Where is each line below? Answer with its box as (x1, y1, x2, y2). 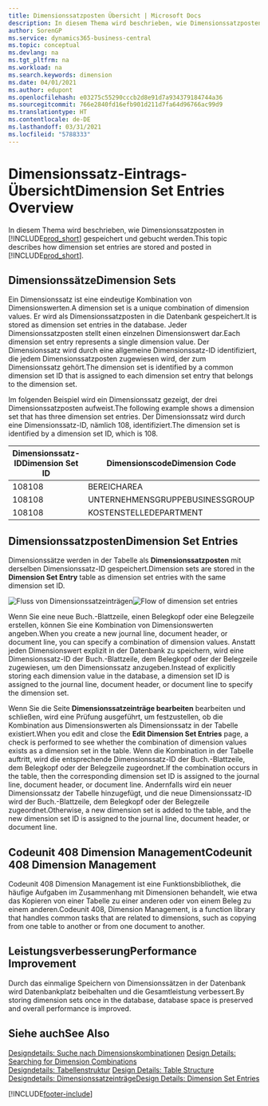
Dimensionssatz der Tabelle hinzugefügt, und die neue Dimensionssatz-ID (8, 788, 253, 798)
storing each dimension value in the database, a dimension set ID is (8, 671, 230, 681)
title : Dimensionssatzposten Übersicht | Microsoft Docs (8, 11, 202, 20)
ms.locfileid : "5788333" (8, 130, 91, 138)
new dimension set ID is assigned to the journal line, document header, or (8, 814, 250, 824)
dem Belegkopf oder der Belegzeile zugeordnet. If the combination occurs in (8, 763, 258, 772)
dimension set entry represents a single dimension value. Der (8, 337, 210, 347)
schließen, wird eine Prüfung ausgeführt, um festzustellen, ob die (8, 712, 223, 722)
